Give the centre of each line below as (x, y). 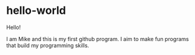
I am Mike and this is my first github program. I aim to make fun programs (97, 39)
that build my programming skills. (48, 45)
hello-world (36, 11)
